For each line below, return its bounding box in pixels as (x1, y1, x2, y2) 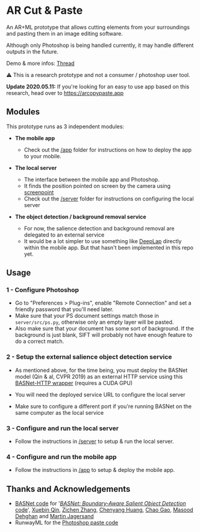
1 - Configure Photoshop (6, 286, 80, 294)
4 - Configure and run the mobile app (6, 453, 117, 461)
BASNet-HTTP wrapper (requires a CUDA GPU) (14, 379, 133, 386)
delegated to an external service (23, 231, 105, 238)
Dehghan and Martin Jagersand (14, 513, 95, 520)
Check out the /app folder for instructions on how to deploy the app (23, 146, 192, 153)
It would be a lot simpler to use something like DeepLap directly (23, 237, 182, 244)
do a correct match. (14, 338, 64, 345)
